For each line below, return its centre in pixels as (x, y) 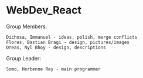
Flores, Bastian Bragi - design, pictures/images (68, 42)
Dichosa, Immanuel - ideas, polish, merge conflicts (72, 37)
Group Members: (27, 26)
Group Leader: (23, 58)
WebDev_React (44, 10)
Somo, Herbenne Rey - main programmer (53, 69)
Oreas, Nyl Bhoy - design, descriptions (56, 48)
